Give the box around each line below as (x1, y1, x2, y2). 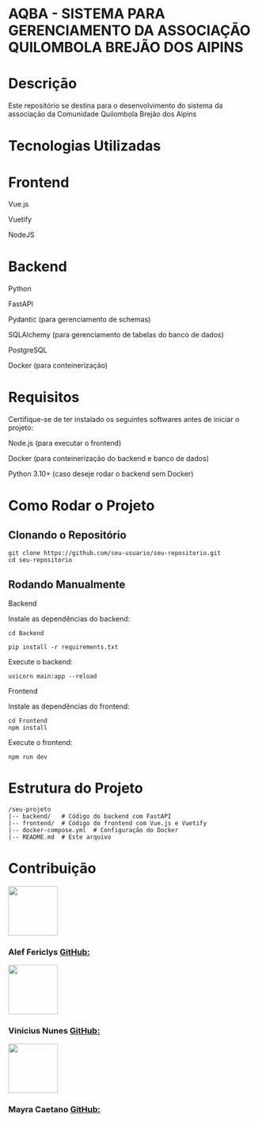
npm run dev (8, 753, 47, 761)
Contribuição (8, 860, 97, 877)
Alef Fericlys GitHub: (8, 946, 90, 957)
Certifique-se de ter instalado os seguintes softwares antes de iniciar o (8, 415, 240, 424)
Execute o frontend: (8, 737, 73, 747)
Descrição (8, 74, 78, 93)
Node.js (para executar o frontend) (8, 439, 122, 448)
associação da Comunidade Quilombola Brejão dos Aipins (8, 109, 197, 119)
